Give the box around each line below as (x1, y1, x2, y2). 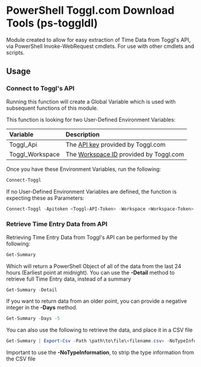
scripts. (6, 49, 25, 56)
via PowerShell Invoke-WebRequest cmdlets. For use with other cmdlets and (6, 43, 194, 50)
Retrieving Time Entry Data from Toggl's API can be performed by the (6, 233, 178, 240)
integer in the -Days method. (6, 304, 78, 311)
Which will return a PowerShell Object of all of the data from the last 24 (6, 262, 181, 270)
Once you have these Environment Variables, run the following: (6, 166, 162, 173)
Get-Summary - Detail (6, 287, 58, 293)
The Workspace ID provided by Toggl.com (65, 150, 184, 158)
